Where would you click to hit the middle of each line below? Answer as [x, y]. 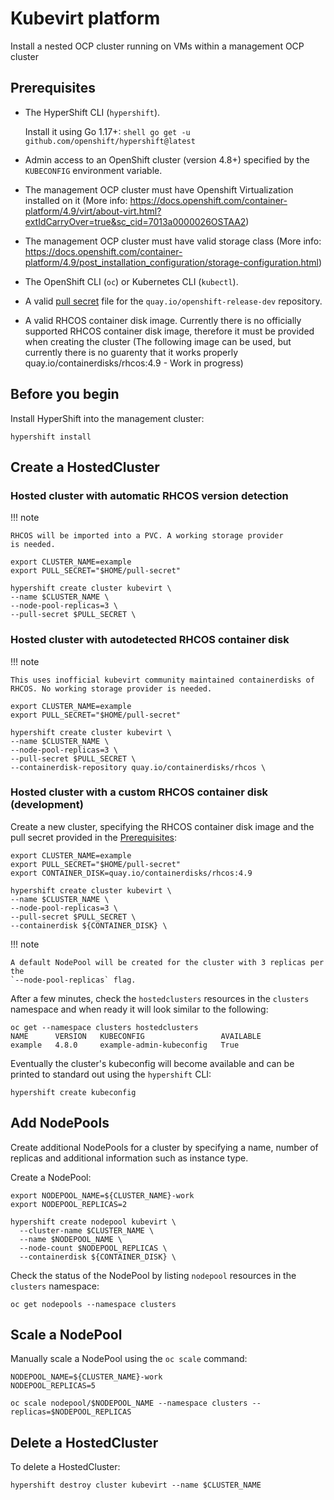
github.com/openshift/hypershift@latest [110, 141]
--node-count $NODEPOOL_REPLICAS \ [93, 1248]
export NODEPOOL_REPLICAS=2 [69, 1204]
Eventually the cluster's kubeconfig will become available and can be [152, 1063]
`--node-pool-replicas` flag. [73, 980]
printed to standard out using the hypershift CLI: [111, 1074]
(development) [47, 805]
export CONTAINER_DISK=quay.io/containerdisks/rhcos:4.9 [131, 873]
